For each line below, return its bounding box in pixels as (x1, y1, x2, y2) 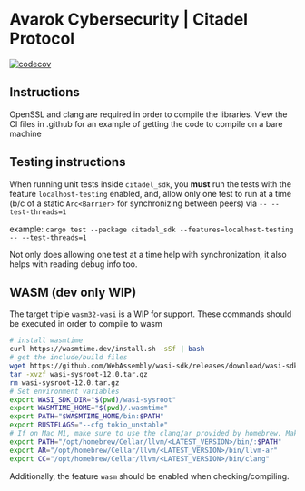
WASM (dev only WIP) (9, 284, 137, 300)
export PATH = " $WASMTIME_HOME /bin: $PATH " (9, 412, 165, 421)
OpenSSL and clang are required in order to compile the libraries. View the (9, 109, 288, 120)
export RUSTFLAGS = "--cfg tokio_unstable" (9, 420, 169, 430)
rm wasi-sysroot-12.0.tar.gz (9, 378, 120, 388)
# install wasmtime (9, 336, 84, 345)
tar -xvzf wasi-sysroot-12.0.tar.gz (9, 369, 148, 378)
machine (9, 128, 43, 139)
